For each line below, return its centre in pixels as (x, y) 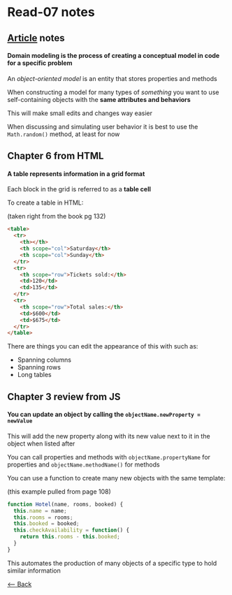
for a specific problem (40, 63)
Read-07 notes (51, 12)
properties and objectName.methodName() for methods (84, 464)
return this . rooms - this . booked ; (70, 537)
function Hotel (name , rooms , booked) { (65, 504)
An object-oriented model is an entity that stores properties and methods (113, 78)
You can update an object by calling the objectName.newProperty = (104, 414)
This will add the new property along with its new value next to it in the (109, 436)
